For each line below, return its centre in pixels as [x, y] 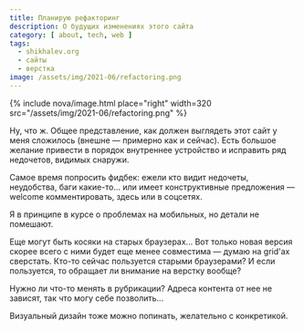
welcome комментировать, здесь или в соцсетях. [106, 196]
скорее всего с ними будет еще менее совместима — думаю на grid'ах [150, 251]
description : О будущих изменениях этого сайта [102, 26]
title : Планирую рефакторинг [65, 18]
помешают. [31, 223]
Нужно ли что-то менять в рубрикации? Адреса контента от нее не [141, 288]
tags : [20, 43]
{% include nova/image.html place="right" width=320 [110, 103]
